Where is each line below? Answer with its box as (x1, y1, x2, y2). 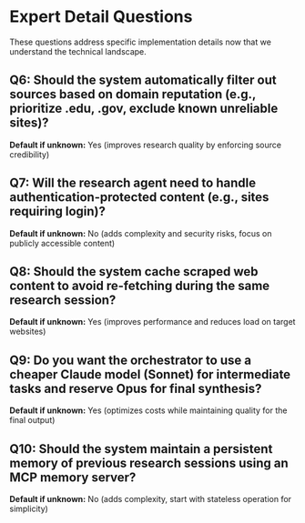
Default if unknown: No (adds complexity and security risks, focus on (9, 227, 272, 238)
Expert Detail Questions (9, 6, 193, 27)
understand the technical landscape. (9, 45, 147, 56)
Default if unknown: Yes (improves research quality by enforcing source (9, 139, 282, 150)
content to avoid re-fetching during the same (9, 277, 270, 293)
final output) (9, 415, 56, 426)
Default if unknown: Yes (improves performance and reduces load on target (9, 317, 296, 327)
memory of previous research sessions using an (9, 455, 289, 470)
